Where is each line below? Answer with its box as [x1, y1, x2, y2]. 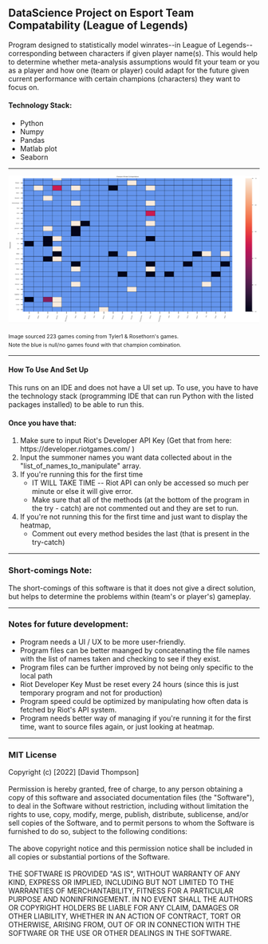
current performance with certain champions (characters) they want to [8, 73, 241, 83]
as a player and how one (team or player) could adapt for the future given [8, 65, 250, 75]
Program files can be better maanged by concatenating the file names [19, 646, 250, 655]
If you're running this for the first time [19, 470, 144, 480]
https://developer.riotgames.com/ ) [19, 444, 136, 454]
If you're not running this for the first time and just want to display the [19, 512, 248, 522]
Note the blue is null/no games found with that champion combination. [8, 341, 182, 349]
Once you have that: [8, 418, 77, 428]
